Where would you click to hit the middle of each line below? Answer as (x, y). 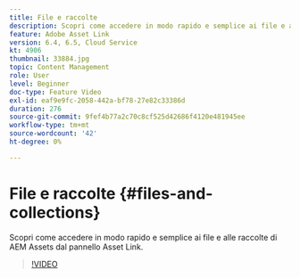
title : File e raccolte (54, 17)
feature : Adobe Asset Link (59, 34)
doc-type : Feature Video (55, 92)
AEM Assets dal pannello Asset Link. (76, 247)
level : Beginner (39, 84)
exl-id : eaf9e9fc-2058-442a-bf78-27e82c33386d (97, 100)
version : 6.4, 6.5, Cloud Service (74, 42)
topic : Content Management (59, 68)
